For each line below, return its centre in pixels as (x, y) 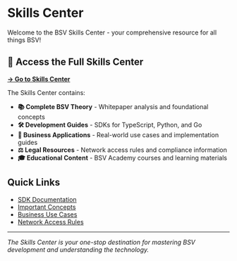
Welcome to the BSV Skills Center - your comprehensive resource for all (112, 32)
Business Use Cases (47, 214)
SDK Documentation (47, 199)
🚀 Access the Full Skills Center (75, 62)
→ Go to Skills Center (39, 79)
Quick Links (34, 183)
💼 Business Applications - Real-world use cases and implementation (118, 134)
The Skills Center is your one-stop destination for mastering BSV (102, 242)
